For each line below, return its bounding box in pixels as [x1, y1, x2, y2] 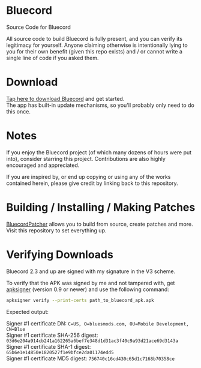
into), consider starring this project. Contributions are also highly [6, 155, 166, 162]
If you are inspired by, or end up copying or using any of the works [6, 173, 171, 180]
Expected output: [6, 308, 49, 315]
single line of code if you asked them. [6, 54, 99, 61]
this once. [6, 107, 31, 115]
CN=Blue [6, 326, 26, 332]
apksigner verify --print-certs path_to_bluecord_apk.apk [6, 297, 154, 303]
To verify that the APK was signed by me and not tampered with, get [6, 279, 175, 286]
